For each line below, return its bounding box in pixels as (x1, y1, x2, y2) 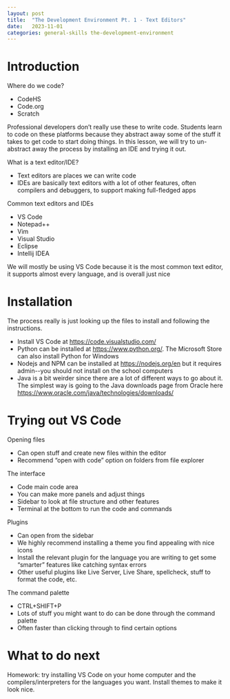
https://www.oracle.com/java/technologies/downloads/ (17, 389, 174, 397)
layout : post (7, 10, 45, 17)
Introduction (7, 59, 80, 74)
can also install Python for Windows (17, 352, 119, 361)
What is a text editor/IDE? (7, 158, 79, 166)
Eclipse (17, 242, 39, 250)
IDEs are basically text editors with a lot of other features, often (17, 179, 196, 187)
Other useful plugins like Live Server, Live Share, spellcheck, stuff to (17, 568, 211, 577)
